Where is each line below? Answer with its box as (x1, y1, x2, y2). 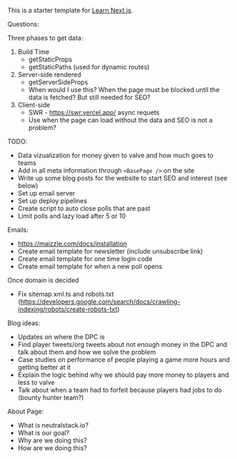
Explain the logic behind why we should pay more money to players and (17, 370, 230, 379)
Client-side (17, 101, 51, 109)
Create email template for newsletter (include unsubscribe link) (17, 247, 203, 256)
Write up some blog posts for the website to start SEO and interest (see (17, 174, 228, 182)
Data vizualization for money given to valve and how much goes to (17, 151, 214, 159)
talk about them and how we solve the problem (17, 348, 156, 356)
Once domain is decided (7, 276, 79, 284)
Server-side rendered (17, 71, 81, 79)
